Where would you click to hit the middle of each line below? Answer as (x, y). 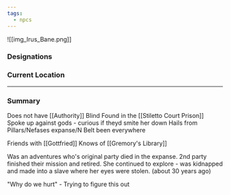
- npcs (23, 20)
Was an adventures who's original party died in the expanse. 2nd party (107, 157)
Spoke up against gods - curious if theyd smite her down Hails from (102, 123)
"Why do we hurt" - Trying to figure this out (68, 184)
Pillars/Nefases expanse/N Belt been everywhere (76, 130)
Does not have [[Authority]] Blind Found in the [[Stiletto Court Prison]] (105, 116)
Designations (30, 57)
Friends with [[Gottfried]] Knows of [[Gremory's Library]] (87, 143)
